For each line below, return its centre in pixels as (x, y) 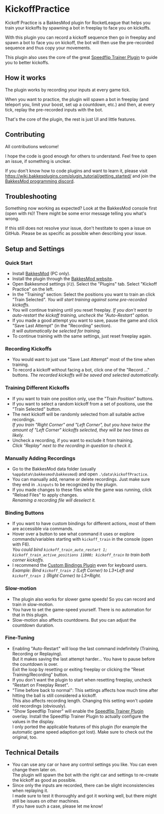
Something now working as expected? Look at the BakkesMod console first (81, 208)
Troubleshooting (31, 197)
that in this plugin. (30, 615)
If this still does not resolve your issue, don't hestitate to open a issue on (78, 228)
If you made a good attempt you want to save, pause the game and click (85, 320)
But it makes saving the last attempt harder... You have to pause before (83, 659)
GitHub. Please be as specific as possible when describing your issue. (76, 234)
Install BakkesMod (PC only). (41, 274)
